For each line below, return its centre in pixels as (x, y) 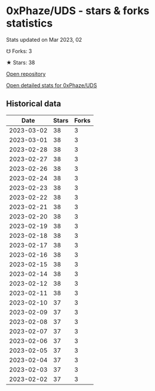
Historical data (34, 104)
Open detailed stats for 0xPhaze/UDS (52, 85)
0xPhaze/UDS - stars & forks (78, 11)
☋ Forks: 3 (19, 51)
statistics (29, 23)
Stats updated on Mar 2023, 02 (44, 39)
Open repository (26, 74)
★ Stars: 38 (21, 62)
